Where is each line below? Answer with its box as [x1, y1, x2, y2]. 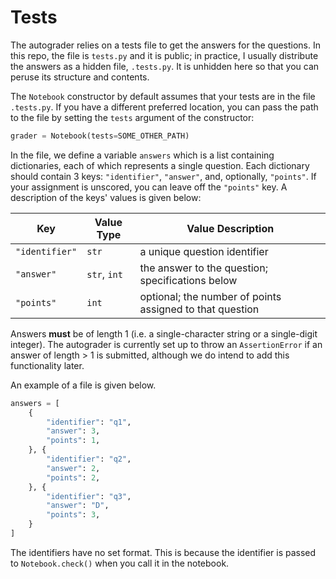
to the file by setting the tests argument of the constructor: [10, 111, 255, 123]
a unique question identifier [139, 244, 269, 258]
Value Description [186, 221, 275, 235]
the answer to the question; [139, 261, 268, 275]
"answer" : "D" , [46, 501, 110, 511]
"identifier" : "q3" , [46, 491, 132, 501]
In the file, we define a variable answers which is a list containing [10, 149, 275, 161]
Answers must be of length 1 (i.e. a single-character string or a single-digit [10, 327, 318, 340]
